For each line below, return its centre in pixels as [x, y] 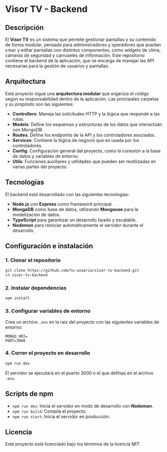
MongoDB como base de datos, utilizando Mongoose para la [75, 209]
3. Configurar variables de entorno [48, 311]
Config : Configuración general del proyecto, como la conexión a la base [86, 151]
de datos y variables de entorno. [46, 156]
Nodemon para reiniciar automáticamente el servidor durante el [78, 225]
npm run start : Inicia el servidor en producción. [61, 416]
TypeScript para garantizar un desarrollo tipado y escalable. [75, 220]
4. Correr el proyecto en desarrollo [48, 353]
